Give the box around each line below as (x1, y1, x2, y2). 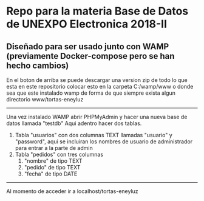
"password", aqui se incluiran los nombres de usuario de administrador (15, 138, 193, 145)
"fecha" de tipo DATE (24, 170, 78, 177)
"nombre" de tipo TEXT (24, 157, 83, 165)
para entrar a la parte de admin (15, 145, 93, 151)
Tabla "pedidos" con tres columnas (15, 151, 104, 158)
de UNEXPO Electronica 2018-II (6, 17, 168, 31)
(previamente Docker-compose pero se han (6, 50, 175, 61)
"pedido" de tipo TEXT (24, 164, 81, 171)
